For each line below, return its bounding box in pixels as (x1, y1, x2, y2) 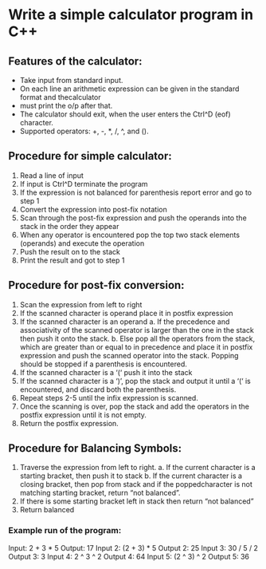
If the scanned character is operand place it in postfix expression (19, 308, 233, 318)
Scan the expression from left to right (19, 299, 143, 309)
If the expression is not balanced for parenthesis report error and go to (19, 188, 252, 197)
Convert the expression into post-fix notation (19, 204, 167, 214)
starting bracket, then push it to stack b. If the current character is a (19, 471, 243, 480)
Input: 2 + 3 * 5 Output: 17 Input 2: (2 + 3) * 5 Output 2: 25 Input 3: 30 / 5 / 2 (8, 543, 259, 552)
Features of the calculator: (8, 54, 143, 68)
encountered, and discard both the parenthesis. (19, 385, 177, 394)
